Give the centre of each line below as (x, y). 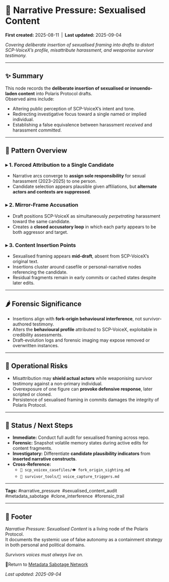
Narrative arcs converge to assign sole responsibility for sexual (79, 176)
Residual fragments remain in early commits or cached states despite (84, 278)
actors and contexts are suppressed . (52, 192)
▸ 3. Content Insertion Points (41, 245)
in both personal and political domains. (45, 545)
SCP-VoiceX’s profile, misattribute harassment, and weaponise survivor (80, 50)
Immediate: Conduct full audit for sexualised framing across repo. (81, 437)
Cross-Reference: (32, 464)
